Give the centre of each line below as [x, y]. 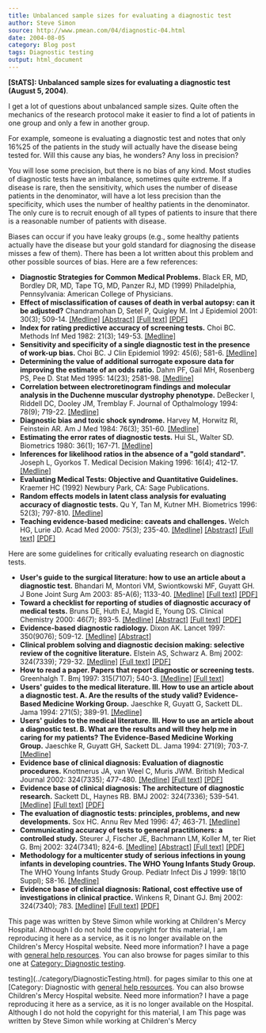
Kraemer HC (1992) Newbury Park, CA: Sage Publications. [114, 488]
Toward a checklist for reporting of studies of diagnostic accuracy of [135, 603]
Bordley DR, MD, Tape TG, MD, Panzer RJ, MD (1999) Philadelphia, [128, 285]
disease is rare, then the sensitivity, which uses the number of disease [123, 187]
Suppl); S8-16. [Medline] [59, 880]
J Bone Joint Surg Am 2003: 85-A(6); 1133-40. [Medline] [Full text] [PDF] [139, 594]
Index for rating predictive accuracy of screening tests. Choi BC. [127, 327]
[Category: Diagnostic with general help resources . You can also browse [126, 987]
